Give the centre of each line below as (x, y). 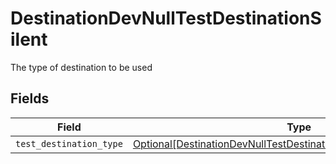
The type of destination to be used (81, 67)
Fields (30, 98)
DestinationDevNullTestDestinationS (166, 18)
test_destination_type (69, 143)
